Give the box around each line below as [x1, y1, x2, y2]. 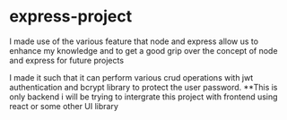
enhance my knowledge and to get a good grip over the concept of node [9, 45, 278, 56]
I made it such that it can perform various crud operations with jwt [9, 72, 254, 82]
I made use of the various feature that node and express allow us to [9, 36, 258, 47]
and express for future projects [9, 55, 124, 65]
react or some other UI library [9, 100, 119, 111]
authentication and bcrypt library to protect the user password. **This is [9, 81, 278, 92]
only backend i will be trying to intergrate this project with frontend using [9, 91, 278, 102]
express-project [9, 6, 133, 27]
